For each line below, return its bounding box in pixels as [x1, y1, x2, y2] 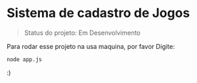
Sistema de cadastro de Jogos [6, 5, 191, 21]
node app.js [6, 55, 42, 63]
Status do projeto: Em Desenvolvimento [24, 28, 141, 37]
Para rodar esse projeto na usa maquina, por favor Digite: [6, 42, 176, 50]
